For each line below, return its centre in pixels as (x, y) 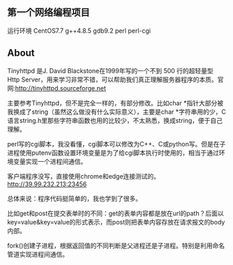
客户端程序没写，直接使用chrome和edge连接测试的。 (84, 176)
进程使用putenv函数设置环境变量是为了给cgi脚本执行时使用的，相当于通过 (113, 153)
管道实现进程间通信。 (38, 254)
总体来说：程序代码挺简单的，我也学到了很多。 (74, 198)
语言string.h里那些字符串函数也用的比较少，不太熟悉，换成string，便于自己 (115, 120)
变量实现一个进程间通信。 (50, 161)
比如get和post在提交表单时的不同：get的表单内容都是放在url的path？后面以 (116, 213)
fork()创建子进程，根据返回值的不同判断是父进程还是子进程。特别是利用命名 (116, 245)
